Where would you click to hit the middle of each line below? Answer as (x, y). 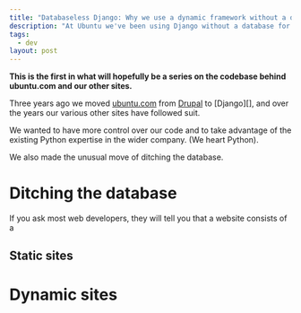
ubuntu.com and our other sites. (71, 86)
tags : (19, 34)
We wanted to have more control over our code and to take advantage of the (150, 130)
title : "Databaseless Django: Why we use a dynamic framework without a (148, 17)
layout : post (34, 51)
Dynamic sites (64, 295)
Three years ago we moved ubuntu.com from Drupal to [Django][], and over (149, 103)
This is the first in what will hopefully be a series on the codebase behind (148, 76)
